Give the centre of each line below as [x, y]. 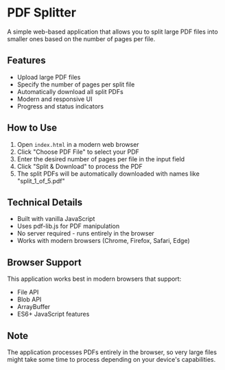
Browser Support [45, 262]
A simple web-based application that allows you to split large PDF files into [113, 32]
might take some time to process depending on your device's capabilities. [111, 359]
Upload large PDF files [49, 77]
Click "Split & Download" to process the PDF [80, 166]
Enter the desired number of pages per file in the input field [101, 159]
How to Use [32, 128]
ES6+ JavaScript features [53, 314]
